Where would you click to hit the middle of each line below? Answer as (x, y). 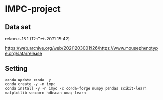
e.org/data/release (24, 53)
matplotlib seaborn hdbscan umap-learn (45, 93)
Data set (18, 27)
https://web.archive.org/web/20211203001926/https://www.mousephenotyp (81, 48)
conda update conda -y (28, 80)
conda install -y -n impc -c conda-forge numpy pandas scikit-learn (76, 88)
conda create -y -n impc (30, 84)
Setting (16, 69)
